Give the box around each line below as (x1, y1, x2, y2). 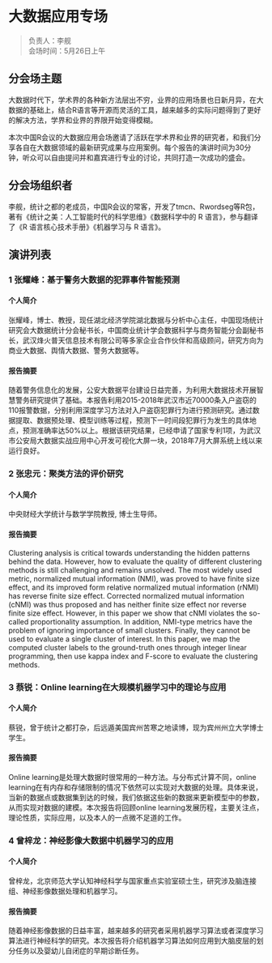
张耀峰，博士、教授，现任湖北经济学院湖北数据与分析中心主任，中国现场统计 (8, 315, 264, 325)
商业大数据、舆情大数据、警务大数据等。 (8, 346, 143, 356)
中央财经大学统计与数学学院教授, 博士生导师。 (8, 509, 162, 519)
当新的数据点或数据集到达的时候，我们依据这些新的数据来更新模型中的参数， (8, 792, 264, 802)
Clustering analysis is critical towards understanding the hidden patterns (8, 548, 251, 557)
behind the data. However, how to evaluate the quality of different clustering (8, 556, 262, 566)
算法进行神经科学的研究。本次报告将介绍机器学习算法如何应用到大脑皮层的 (8, 936, 257, 946)
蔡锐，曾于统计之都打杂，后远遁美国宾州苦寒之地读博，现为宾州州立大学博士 (8, 722, 264, 732)
